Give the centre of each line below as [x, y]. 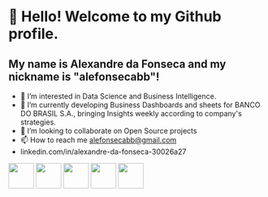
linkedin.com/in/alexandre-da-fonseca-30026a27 [103, 151]
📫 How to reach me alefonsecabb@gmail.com [98, 140]
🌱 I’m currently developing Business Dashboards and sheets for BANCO [140, 105]
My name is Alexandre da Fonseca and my [117, 64]
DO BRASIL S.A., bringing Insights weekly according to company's [131, 114]
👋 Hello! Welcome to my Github [115, 17]
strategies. [38, 122]
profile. [34, 34]
